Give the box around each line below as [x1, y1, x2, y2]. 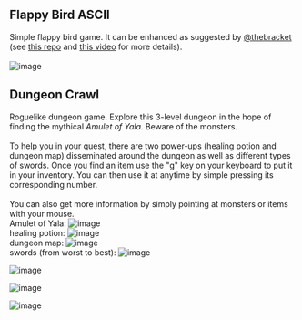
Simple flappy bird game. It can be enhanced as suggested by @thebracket [9, 31, 293, 42]
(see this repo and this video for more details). [9, 41, 183, 52]
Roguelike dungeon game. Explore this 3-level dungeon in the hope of [9, 111, 272, 122]
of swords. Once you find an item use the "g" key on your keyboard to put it [9, 160, 293, 170]
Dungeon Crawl [9, 87, 100, 103]
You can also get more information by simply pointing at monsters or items [9, 198, 288, 209]
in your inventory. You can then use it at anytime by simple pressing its [9, 169, 275, 181]
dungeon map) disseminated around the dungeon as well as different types [9, 150, 291, 160]
